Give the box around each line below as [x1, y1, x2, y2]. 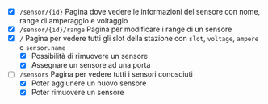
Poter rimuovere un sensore [31, 88, 124, 98]
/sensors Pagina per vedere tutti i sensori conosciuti [19, 69, 193, 79]
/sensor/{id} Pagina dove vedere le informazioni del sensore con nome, [19, 7, 261, 16]
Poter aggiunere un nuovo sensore [31, 78, 147, 88]
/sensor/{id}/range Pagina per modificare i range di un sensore [19, 24, 232, 35]
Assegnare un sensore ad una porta [31, 60, 151, 70]
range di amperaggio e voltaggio [19, 16, 128, 26]
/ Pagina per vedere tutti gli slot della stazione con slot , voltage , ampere [19, 34, 259, 44]
